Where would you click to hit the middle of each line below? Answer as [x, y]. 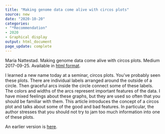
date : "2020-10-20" [25, 19]
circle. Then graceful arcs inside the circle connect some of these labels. [79, 85]
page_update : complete [28, 46]
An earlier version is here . [31, 127]
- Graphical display [26, 37]
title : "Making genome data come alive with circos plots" [67, 10]
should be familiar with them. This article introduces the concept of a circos [82, 101]
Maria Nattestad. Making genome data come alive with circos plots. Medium [82, 60]
